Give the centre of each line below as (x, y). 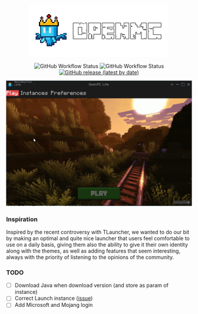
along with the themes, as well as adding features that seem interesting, (93, 251)
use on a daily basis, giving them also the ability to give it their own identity (97, 244)
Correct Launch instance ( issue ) (54, 298)
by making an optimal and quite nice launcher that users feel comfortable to (98, 238)
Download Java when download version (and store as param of (92, 286)
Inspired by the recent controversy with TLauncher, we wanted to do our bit (98, 232)
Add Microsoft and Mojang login (54, 305)
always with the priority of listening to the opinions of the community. (90, 257)
